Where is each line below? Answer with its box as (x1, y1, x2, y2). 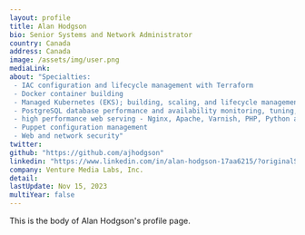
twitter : (9, 140, 43, 149)
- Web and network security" (13, 132, 124, 141)
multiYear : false (9, 191, 75, 200)
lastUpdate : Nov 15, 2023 (9, 182, 107, 191)
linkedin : (9, 156, 47, 166)
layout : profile (9, 13, 71, 23)
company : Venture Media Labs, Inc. (9, 165, 144, 174)
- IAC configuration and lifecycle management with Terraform (13, 81, 254, 90)
